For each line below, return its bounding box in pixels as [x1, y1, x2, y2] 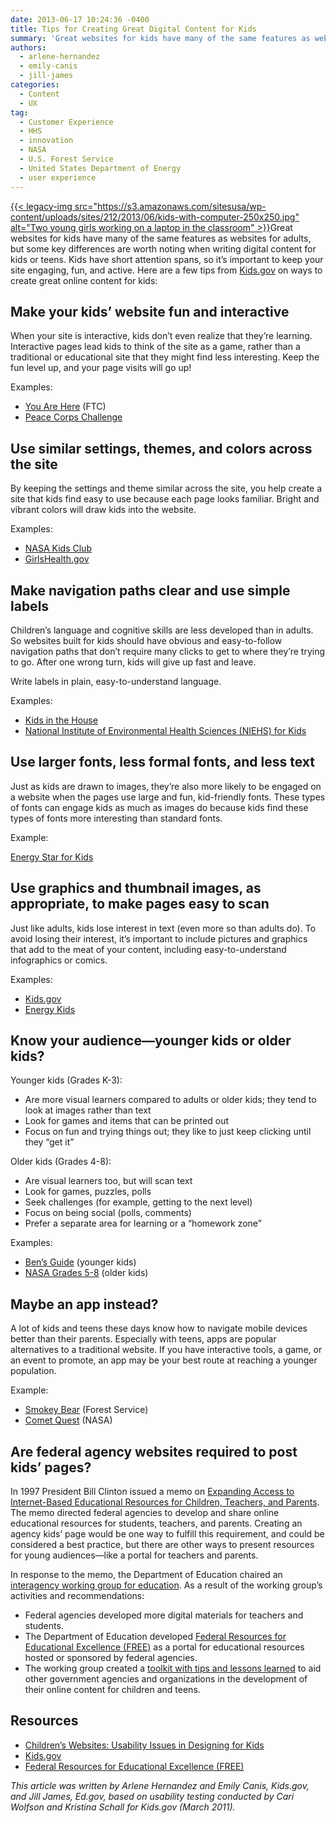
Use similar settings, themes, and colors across [10, 440, 313, 457]
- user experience [19, 172, 97, 183]
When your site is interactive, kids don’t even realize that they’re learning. [10, 330, 313, 342]
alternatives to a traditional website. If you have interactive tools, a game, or [10, 1344, 323, 1356]
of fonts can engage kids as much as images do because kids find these [10, 801, 309, 813]
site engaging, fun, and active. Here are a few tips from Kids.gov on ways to [10, 264, 323, 276]
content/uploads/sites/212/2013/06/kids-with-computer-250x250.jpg [10, 211, 296, 223]
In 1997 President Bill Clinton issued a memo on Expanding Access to [10, 1486, 295, 1497]
